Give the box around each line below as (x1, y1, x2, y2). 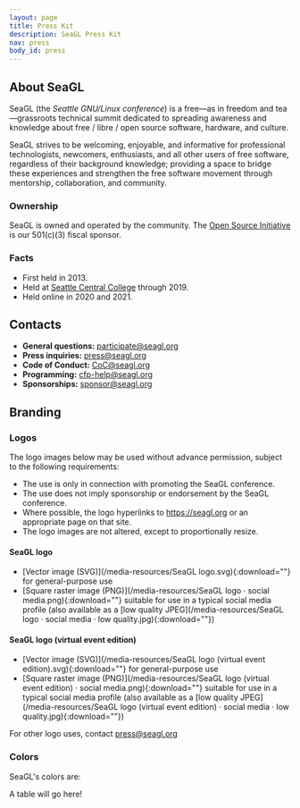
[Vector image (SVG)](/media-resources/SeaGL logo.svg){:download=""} (21, 567, 291, 577)
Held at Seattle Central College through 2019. (21, 282, 189, 292)
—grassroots (9, 113, 57, 123)
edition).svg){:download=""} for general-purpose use (21, 663, 219, 675)
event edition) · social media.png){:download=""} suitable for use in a (21, 683, 278, 694)
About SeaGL (9, 80, 85, 95)
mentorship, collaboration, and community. (9, 177, 167, 188)
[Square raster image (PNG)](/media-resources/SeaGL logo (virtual (21, 673, 270, 684)
